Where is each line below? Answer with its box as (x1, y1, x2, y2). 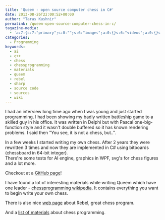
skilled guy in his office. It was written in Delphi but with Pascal (5, 119, 134, 125)
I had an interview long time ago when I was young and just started (5, 109, 142, 115)
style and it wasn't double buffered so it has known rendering (23, 125, 149, 131)
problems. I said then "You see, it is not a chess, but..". (5, 130, 116, 136)
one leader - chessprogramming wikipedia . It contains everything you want (5, 185, 159, 191)
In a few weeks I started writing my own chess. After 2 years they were (5, 140, 150, 146)
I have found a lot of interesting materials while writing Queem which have (5, 180, 157, 186)
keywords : (5, 44, 26, 49)
